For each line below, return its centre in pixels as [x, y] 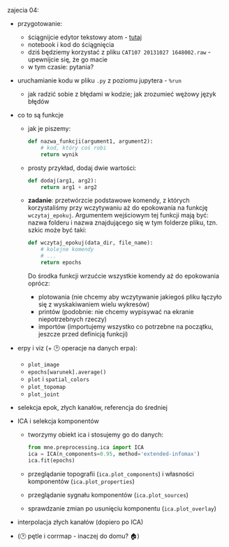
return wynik [60, 154]
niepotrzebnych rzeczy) [72, 319]
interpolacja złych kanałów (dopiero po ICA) [80, 522]
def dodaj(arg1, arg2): [62, 180]
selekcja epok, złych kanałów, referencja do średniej [92, 407]
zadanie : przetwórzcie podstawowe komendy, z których [109, 200]
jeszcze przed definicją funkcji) [83, 334]
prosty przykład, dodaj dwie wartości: [82, 168]
